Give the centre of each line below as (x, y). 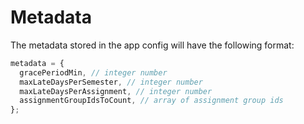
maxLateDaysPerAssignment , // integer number (116, 91)
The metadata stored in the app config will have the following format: (152, 45)
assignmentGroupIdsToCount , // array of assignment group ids (151, 101)
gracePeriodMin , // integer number (93, 72)
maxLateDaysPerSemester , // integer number (111, 82)
